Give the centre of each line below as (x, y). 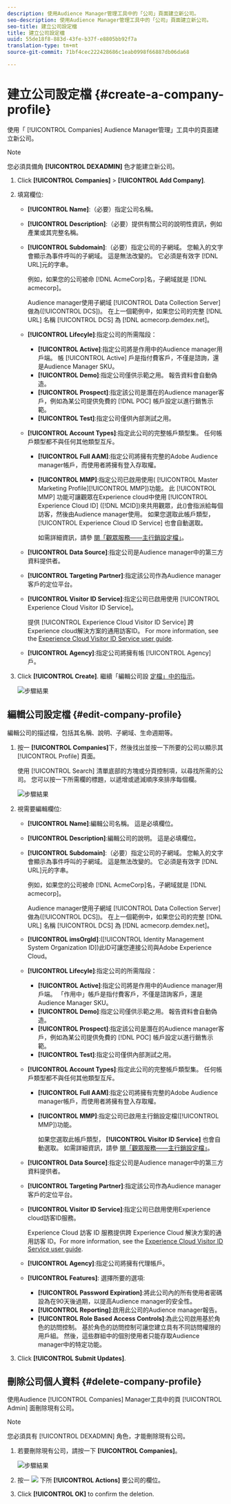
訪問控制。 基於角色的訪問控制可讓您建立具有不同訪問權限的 (135, 1327)
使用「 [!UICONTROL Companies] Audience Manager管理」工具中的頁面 (110, 129)
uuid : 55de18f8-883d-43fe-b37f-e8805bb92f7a (72, 39)
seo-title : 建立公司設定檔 (42, 26)
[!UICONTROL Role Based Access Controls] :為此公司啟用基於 (126, 1318)
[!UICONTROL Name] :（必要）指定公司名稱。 (92, 209)
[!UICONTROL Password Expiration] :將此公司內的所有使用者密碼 (130, 1292)
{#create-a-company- (159, 95)
